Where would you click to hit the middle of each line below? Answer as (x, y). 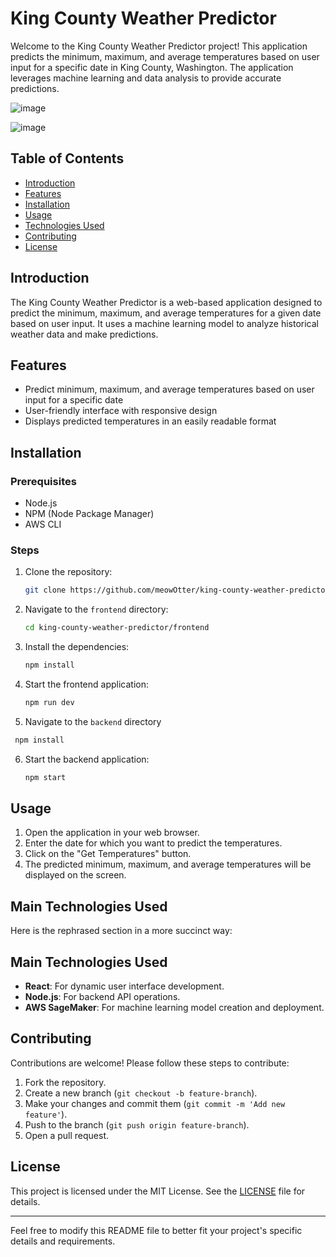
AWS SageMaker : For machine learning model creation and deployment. (174, 1008)
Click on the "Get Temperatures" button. (108, 854)
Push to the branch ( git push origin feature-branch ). (137, 1124)
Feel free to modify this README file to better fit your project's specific (156, 1230)
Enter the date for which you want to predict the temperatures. (153, 843)
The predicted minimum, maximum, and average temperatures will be (168, 864)
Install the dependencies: (77, 647)
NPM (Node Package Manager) (89, 514)
